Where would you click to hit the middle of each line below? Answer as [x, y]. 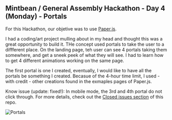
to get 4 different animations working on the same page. [65, 61]
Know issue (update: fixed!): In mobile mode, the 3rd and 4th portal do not [84, 91]
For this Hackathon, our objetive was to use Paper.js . [61, 29]
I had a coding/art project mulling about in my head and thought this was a [84, 38]
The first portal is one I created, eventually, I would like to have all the [79, 70]
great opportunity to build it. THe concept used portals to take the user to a [85, 44]
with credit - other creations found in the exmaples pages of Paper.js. [79, 81]
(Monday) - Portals [36, 17]
